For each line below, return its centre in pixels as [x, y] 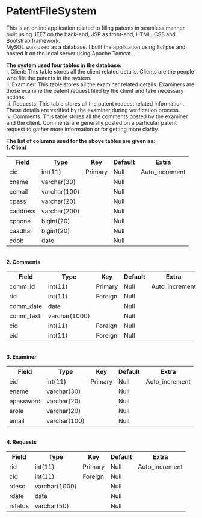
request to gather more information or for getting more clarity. [83, 129]
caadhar [21, 230]
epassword [25, 401]
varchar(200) [60, 211]
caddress [23, 211]
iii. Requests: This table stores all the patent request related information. [95, 103]
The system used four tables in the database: [64, 65]
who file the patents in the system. [49, 78]
